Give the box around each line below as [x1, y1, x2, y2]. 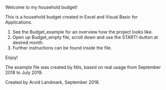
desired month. [12, 39, 44, 45]
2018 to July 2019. [5, 69, 43, 75]
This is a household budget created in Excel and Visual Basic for [5, 14, 138, 19]
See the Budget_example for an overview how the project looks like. [12, 29, 153, 34]
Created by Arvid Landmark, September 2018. [5, 79, 100, 85]
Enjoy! [5, 54, 19, 60]
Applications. [5, 19, 33, 25]
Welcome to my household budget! [5, 4, 78, 10]
